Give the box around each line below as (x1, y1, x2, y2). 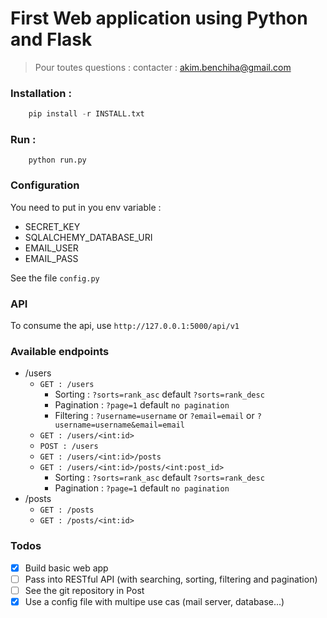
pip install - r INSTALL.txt (28, 109, 145, 119)
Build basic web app (24, 562, 109, 574)
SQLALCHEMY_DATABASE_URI (24, 231, 153, 243)
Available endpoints (10, 344, 110, 358)
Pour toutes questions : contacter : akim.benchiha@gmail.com (34, 61, 292, 73)
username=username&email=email (54, 420, 185, 431)
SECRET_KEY (24, 220, 81, 232)
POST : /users (39, 442, 99, 452)
